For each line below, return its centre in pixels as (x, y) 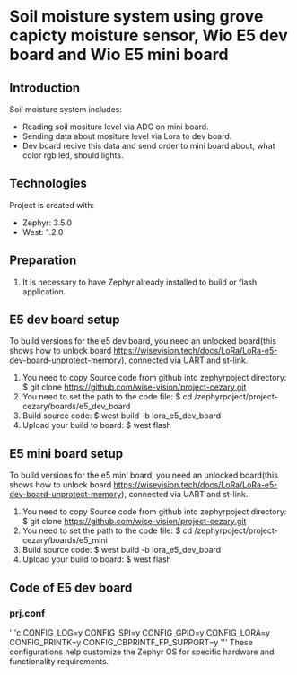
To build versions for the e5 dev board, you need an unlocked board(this (143, 341)
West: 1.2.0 (43, 232)
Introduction (45, 88)
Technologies (48, 184)
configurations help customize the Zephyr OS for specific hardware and (142, 652)
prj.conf (27, 613)
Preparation (43, 261)
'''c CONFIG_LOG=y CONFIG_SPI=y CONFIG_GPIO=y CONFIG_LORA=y (140, 632)
